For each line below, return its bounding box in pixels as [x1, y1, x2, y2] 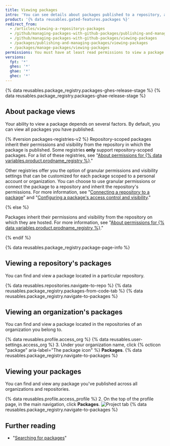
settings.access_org [5, 342, 47, 348]
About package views [5, 107, 75, 116]
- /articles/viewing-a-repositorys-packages [10, 26, 105, 31]
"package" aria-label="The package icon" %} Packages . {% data [5, 347, 142, 353]
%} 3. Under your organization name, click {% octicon [48, 342, 161, 348]
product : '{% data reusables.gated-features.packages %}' [5, 17, 130, 22]
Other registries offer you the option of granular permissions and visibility [5, 167, 158, 173]
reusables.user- [109, 337, 143, 343]
